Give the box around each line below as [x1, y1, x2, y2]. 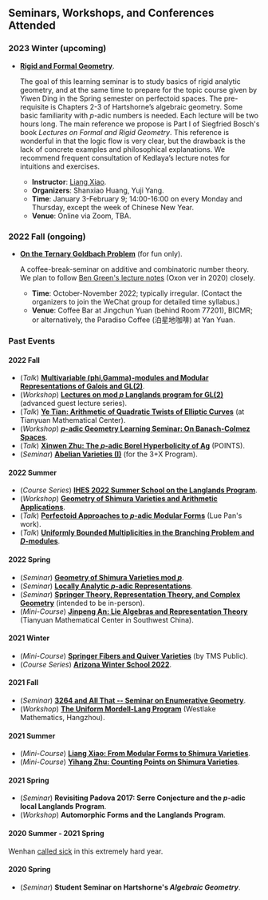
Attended [8, 19, 56, 33]
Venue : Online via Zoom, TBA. [31, 211, 132, 221]
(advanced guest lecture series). [19, 399, 128, 408]
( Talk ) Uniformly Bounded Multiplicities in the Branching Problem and [19, 528, 254, 538]
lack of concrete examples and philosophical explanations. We [19, 144, 226, 154]
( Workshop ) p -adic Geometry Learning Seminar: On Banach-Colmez [19, 424, 250, 434]
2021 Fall [8, 678, 39, 687]
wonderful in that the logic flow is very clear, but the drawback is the [19, 136, 246, 145]
